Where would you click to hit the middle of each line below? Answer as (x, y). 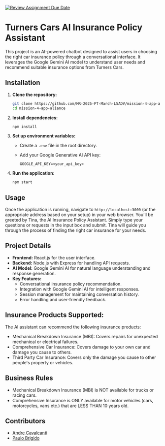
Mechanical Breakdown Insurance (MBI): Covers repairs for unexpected (85, 336)
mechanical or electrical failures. (45, 342)
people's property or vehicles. (43, 362)
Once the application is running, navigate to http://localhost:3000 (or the (81, 210)
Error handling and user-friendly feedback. (63, 299)
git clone (22, 103)
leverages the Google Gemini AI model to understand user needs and (75, 62)
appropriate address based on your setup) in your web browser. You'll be (79, 215)
